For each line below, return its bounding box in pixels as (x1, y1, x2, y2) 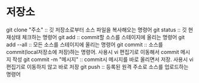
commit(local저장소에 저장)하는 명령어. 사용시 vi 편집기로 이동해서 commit (6, 48, 179, 55)
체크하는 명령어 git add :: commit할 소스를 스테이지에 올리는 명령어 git (21, 33, 185, 40)
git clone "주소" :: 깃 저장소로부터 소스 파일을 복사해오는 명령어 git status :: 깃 (6, 26, 187, 33)
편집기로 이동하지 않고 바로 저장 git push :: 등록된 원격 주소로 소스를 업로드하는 (6, 63, 189, 70)
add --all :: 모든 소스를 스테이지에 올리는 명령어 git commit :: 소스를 (6, 41, 163, 48)
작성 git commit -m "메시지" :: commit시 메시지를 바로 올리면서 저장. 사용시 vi (12, 56, 194, 63)
